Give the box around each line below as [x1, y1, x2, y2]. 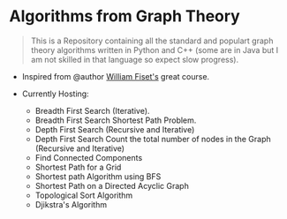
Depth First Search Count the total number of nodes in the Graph [34, 133, 271, 144]
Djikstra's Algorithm [34, 199, 108, 209]
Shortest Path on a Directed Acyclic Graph [34, 180, 190, 191]
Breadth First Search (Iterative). [34, 105, 150, 116]
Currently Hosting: [21, 88, 90, 99]
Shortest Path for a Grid [34, 162, 122, 172]
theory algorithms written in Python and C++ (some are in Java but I [30, 44, 279, 55]
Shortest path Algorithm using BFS [34, 170, 162, 182]
